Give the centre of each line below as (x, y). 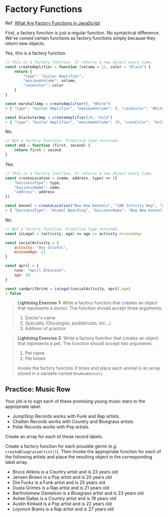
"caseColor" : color (43, 85)
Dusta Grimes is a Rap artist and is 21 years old (61, 488)
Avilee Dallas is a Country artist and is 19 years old (64, 498)
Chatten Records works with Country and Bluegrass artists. (73, 421)
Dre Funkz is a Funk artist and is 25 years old (59, 482)
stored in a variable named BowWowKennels (60, 373)
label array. (17, 462)
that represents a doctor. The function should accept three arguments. (90, 308)
